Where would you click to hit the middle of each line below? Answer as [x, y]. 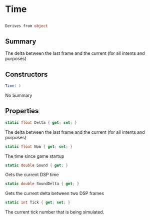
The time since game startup [35, 156]
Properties [22, 111]
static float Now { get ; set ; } [39, 146]
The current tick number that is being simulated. [55, 212]
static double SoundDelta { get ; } [42, 184]
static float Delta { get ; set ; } [41, 122]
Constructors [26, 74]
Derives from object [27, 26]
